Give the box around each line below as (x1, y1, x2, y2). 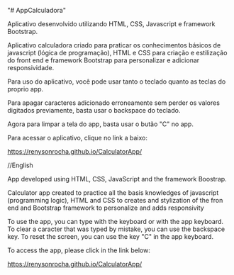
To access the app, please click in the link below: (7, 246, 150, 254)
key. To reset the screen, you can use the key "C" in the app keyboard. (7, 232, 214, 240)
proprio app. (7, 85, 44, 93)
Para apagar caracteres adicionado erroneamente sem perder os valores (7, 99, 220, 107)
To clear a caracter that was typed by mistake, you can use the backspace (7, 225, 225, 233)
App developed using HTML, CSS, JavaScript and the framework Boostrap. (7, 175, 227, 183)
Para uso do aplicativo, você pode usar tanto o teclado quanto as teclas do (7, 77, 226, 86)
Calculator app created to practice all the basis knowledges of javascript (7, 189, 219, 197)
